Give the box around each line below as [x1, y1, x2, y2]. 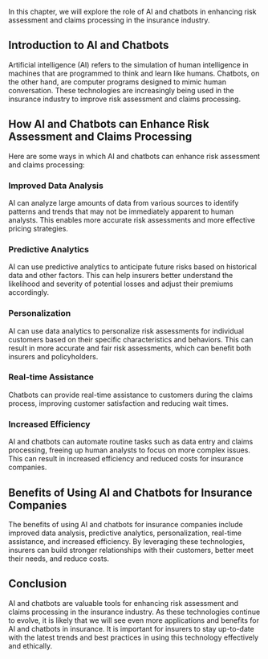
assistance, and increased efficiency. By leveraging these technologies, [8, 536, 246, 546]
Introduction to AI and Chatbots [8, 39, 169, 52]
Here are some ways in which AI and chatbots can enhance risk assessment [8, 151, 261, 161]
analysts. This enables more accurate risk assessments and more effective [8, 215, 255, 224]
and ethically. [8, 641, 53, 650]
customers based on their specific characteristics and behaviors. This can [8, 334, 254, 344]
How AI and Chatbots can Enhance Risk [8, 117, 210, 131]
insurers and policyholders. [8, 351, 99, 361]
